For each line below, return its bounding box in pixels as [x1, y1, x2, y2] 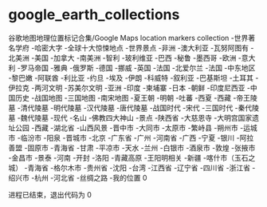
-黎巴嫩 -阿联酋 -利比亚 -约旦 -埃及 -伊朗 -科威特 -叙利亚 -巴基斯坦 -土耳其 [8, 73, 253, 82]
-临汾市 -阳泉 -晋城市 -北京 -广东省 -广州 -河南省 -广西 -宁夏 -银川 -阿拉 [17, 133, 254, 142]
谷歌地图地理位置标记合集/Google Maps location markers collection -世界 [8, 33, 249, 42]
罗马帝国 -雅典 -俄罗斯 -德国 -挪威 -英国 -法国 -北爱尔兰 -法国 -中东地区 [20, 62, 256, 73]
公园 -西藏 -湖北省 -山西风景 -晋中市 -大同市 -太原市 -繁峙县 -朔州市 [14, 122, 239, 133]
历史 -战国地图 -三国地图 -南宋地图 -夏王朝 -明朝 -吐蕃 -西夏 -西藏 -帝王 [14, 93, 251, 102]
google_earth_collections [8, 6, 180, 24]
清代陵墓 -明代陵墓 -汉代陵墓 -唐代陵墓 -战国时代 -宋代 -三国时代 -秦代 [20, 102, 253, 113]
